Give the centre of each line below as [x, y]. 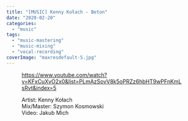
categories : [21, 23]
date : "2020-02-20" [31, 18]
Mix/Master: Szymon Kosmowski [63, 106]
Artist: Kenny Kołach [47, 100]
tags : [13, 35]
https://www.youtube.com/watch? [64, 75]
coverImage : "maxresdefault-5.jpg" [52, 57]
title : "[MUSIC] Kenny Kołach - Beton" [57, 12]
